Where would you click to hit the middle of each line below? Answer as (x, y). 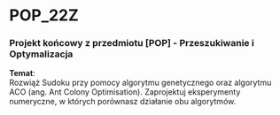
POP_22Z (44, 15)
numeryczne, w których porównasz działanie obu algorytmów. (123, 102)
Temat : (22, 73)
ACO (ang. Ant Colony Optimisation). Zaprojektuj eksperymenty (125, 92)
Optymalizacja (41, 54)
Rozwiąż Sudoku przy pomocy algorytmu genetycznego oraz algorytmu (140, 83)
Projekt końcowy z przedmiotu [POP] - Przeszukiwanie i (132, 43)
